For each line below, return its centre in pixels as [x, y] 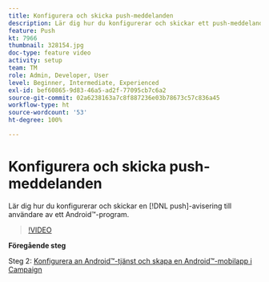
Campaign [25, 269]
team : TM [23, 68]
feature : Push [32, 30]
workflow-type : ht [39, 105]
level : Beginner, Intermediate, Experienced [84, 83]
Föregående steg [37, 245]
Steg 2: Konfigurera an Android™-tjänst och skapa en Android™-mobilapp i [130, 260]
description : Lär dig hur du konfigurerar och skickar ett [109, 23]
